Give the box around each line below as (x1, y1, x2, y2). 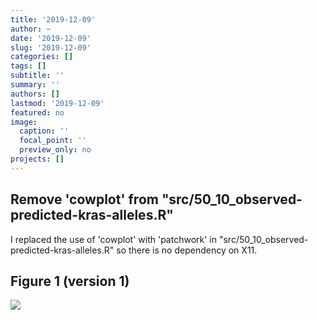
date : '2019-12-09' (10, 33, 92, 43)
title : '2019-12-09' (10, 14, 97, 25)
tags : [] (10, 61, 47, 71)
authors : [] (10, 89, 60, 99)
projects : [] (10, 154, 65, 164)
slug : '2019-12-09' (10, 42, 92, 53)
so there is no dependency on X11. (116, 244, 258, 256)
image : (10, 117, 38, 127)
